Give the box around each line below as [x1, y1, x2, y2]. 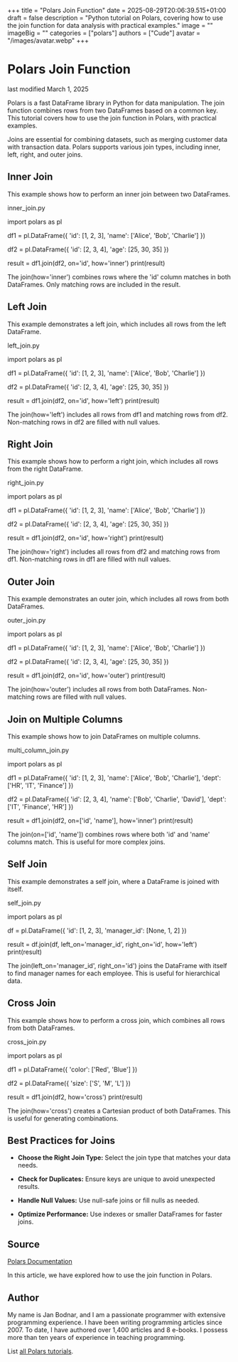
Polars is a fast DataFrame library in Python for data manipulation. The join [7, 98, 225, 107]
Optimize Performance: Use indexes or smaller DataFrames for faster [17, 1210, 222, 1219]
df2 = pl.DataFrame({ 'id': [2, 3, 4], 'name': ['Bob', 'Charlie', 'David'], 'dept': [7, 795, 227, 804]
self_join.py [7, 898, 41, 907]
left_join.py [7, 341, 40, 350]
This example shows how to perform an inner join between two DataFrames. [7, 189, 231, 198]
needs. [17, 1161, 38, 1170]
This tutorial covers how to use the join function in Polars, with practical [7, 113, 217, 122]
